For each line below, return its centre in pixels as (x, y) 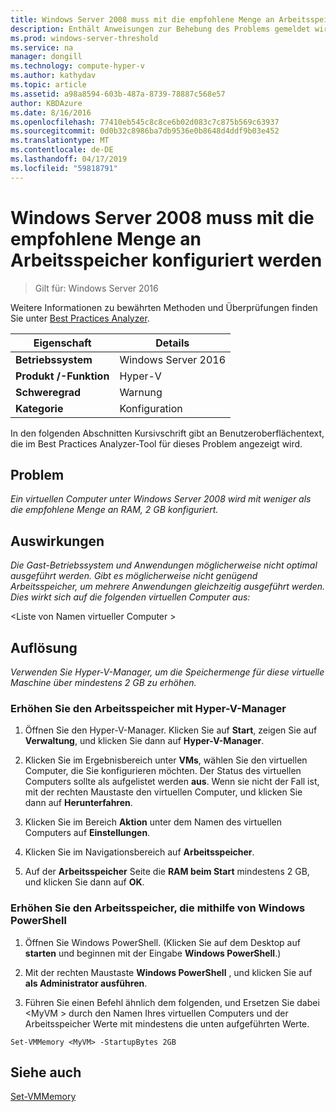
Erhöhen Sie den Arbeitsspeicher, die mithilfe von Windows (158, 908)
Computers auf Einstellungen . (87, 833)
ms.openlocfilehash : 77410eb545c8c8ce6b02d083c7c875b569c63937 (145, 122)
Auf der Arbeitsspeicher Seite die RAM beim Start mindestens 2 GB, (167, 872)
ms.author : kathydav (53, 76)
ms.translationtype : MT (60, 141)
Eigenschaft (62, 343)
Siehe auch (46, 1072)
